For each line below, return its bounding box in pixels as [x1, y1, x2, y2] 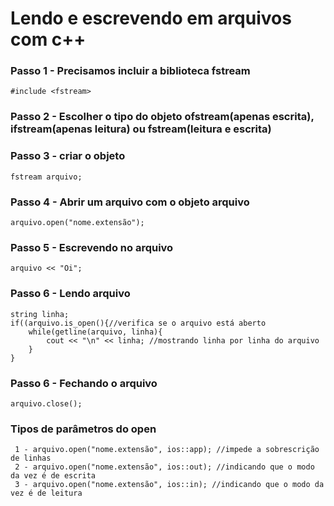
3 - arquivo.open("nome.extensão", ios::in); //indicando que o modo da [14, 480, 325, 490]
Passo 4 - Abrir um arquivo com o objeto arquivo [10, 195, 250, 209]
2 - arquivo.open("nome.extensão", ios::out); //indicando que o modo [14, 462, 315, 472]
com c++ [10, 28, 87, 51]
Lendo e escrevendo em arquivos [10, 7, 292, 30]
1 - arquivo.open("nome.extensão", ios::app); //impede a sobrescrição [14, 445, 320, 455]
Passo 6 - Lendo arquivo [10, 287, 131, 301]
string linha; [10, 309, 70, 319]
